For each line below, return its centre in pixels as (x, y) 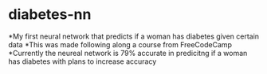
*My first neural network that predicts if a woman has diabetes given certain (134, 36)
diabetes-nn (50, 15)
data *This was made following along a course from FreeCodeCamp (120, 44)
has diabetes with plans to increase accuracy (82, 61)
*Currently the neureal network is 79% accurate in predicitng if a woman (128, 53)
